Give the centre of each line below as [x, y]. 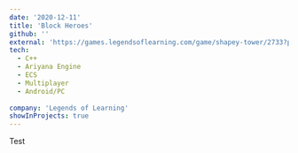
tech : [19, 50]
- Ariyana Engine [49, 67]
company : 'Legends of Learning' [69, 108]
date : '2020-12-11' [45, 17]
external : [27, 42]
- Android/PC [41, 91]
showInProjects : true [49, 116]
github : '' [29, 34]
